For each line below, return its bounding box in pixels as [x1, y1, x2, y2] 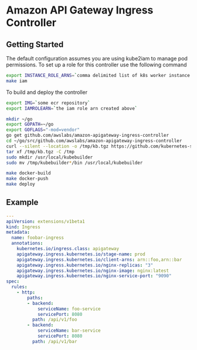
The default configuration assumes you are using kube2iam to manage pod [6, 55, 188, 62]
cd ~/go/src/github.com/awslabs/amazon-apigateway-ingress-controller [6, 138, 182, 144]
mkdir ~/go [6, 116, 33, 122]
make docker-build [6, 170, 51, 176]
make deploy [6, 181, 35, 187]
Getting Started [6, 39, 64, 49]
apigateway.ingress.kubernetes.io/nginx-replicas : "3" [16, 262, 154, 268]
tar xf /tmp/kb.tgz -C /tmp [6, 149, 75, 154]
